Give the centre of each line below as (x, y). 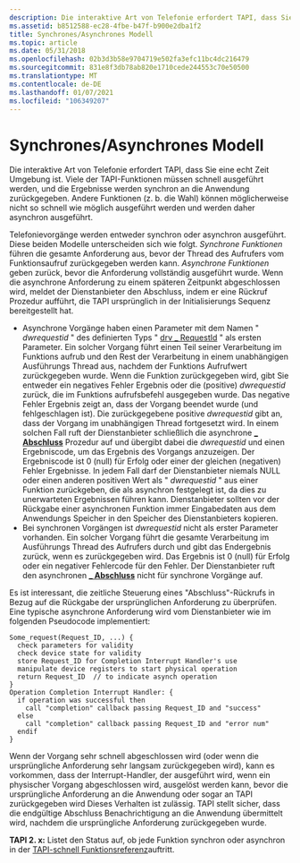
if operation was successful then (81, 701)
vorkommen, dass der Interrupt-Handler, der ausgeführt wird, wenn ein (140, 775)
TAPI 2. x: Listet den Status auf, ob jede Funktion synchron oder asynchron (147, 840)
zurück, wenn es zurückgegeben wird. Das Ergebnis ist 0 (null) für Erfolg (156, 557)
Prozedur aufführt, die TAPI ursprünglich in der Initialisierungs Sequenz (140, 302)
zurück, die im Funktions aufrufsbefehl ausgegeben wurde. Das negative (156, 395)
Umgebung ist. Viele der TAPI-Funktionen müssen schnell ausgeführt (137, 179)
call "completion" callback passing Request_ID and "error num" (147, 724)
